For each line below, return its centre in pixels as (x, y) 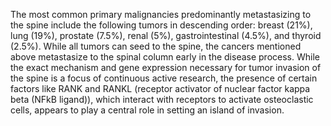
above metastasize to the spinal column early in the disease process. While (165, 57)
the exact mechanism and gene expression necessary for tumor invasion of (166, 67)
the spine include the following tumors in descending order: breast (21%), (161, 25)
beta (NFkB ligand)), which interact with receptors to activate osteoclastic (162, 99)
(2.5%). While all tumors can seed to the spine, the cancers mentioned (156, 46)
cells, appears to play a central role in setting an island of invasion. (147, 110)
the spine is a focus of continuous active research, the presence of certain (164, 78)
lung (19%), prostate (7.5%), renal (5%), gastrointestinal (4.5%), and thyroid (166, 35)
